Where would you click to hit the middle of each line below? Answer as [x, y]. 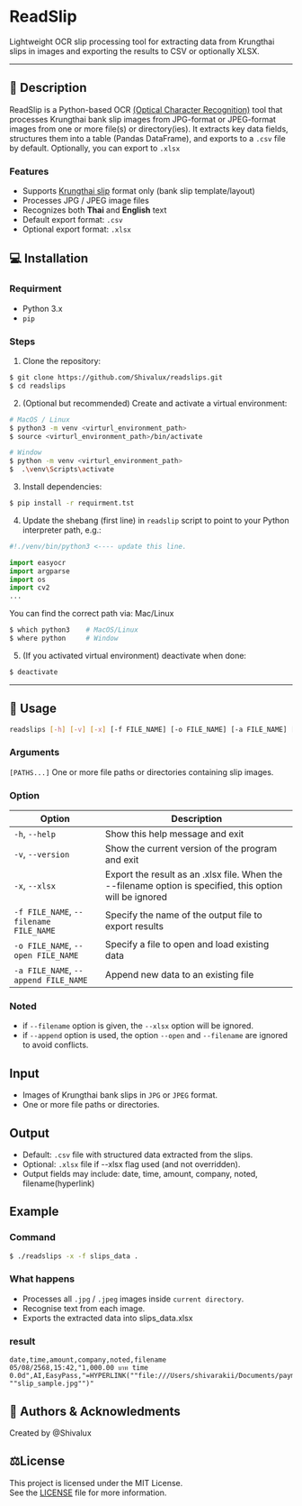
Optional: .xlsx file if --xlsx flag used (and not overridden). [131, 1164]
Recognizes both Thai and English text [94, 210]
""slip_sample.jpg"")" [52, 1384]
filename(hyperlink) [58, 1183]
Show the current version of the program [191, 849]
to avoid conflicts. [55, 1045]
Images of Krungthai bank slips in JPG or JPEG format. [120, 1095]
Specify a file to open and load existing [187, 945]
